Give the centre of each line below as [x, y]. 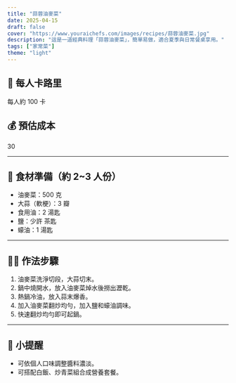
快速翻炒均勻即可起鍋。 [51, 314]
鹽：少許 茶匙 [37, 221]
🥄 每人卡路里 [34, 83]
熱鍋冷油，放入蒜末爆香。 [54, 297]
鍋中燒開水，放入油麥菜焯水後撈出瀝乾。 [76, 288]
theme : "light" [29, 53]
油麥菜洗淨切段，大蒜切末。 [58, 279]
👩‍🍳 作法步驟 [33, 261]
